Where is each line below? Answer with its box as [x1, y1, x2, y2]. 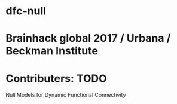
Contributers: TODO [5, 72, 107, 85]
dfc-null [5, 4, 46, 18]
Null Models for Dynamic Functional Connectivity [5, 91, 126, 99]
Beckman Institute [5, 44, 98, 58]
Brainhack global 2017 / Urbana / [5, 32, 171, 45]
